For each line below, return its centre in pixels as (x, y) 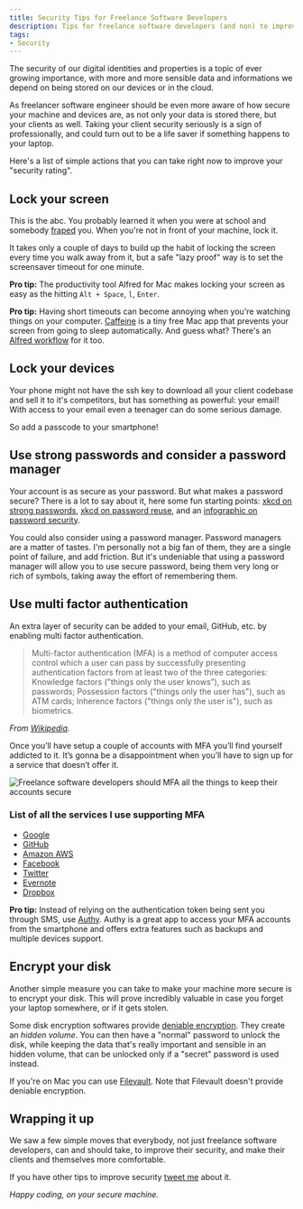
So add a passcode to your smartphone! (84, 427)
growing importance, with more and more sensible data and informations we (151, 78)
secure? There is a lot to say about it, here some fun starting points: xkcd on (151, 501)
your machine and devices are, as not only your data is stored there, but (143, 115)
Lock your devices (62, 369)
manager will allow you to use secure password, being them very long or (144, 566)
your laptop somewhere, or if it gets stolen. (89, 1008)
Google (36, 835)
